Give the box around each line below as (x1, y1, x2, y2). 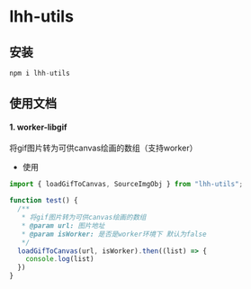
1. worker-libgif (9, 122, 67, 132)
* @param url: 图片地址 (21, 221, 105, 230)
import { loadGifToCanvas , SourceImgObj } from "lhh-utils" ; (9, 180, 244, 189)
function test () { (9, 196, 78, 205)
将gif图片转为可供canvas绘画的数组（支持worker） (9, 142, 198, 154)
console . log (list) (25, 255, 94, 264)
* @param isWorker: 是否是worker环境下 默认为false (21, 230, 207, 239)
